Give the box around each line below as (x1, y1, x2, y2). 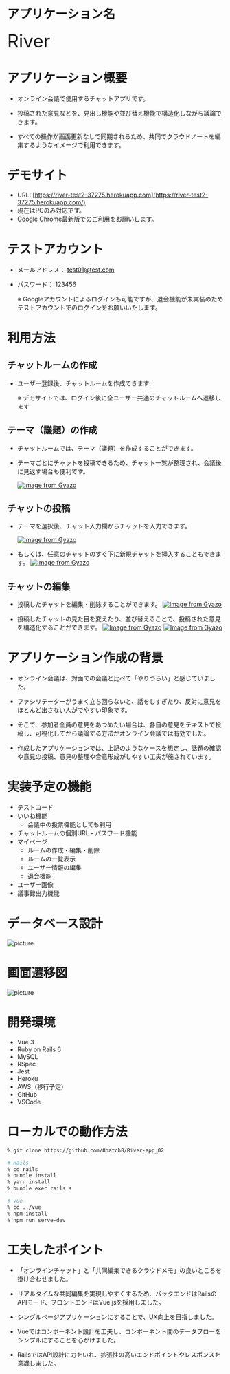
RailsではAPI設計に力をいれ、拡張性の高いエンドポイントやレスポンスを (16, 1350, 221, 1359)
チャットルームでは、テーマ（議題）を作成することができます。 (16, 444, 197, 452)
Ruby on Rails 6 (16, 1045, 62, 1053)
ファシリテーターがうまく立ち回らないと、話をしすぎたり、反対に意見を (16, 698, 222, 706)
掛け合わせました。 (16, 1274, 72, 1283)
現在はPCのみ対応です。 (16, 206, 86, 214)
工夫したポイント (7, 1242, 104, 1258)
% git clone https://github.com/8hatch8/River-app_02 (7, 1147, 165, 1154)
